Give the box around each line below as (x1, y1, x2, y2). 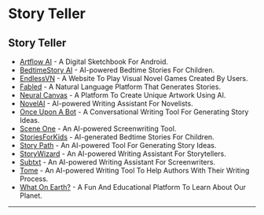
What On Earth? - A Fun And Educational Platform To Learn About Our (19, 183, 246, 191)
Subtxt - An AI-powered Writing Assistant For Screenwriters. (19, 158, 216, 166)
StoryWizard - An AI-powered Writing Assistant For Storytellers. (19, 149, 226, 158)
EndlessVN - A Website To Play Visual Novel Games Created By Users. (19, 74, 248, 83)
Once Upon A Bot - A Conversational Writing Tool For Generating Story (19, 107, 249, 117)
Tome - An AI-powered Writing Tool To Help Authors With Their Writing (19, 166, 250, 175)
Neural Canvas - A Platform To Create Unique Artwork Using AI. (19, 91, 226, 99)
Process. (19, 174, 49, 183)
